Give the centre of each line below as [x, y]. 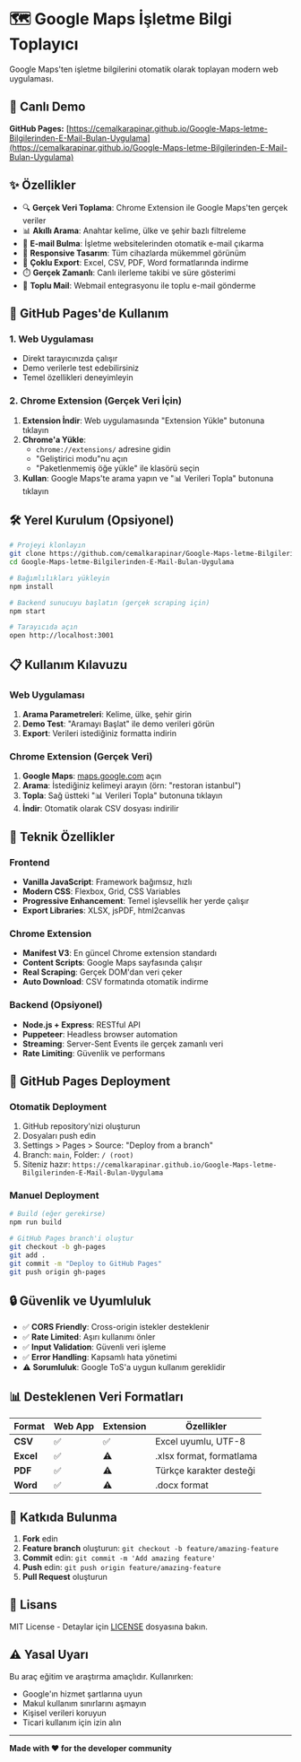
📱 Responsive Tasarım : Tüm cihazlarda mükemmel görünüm [134, 253]
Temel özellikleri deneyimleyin [77, 378]
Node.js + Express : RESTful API [81, 1024]
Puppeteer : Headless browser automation [100, 1034]
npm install [31, 586]
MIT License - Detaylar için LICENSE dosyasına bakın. [108, 1627]
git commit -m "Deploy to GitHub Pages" [86, 1263]
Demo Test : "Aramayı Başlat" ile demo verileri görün [118, 724]
